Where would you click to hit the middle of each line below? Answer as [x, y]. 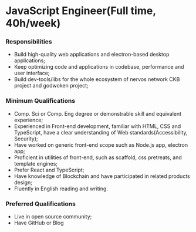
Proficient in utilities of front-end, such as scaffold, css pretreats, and [98, 157]
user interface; [32, 73]
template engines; [36, 163]
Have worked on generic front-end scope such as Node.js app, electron [101, 144]
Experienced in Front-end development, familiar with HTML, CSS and [97, 126]
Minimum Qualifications [40, 101]
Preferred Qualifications [40, 204]
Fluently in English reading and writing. [61, 189]
